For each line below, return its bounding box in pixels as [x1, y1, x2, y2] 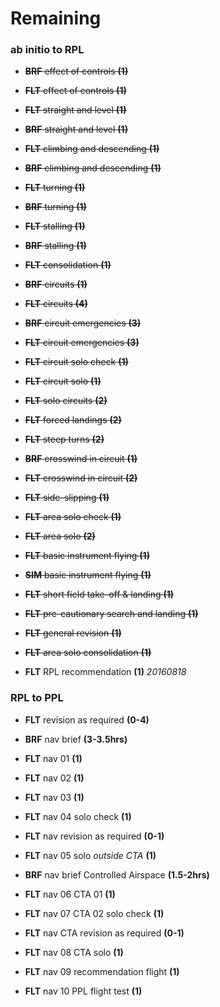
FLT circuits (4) [24, 298, 88, 310]
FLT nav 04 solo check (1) [24, 810, 132, 822]
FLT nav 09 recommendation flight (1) [24, 965, 180, 977]
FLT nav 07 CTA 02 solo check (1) [24, 907, 165, 919]
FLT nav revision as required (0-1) [24, 830, 165, 842]
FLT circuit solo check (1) [24, 356, 129, 368]
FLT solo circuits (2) [24, 395, 108, 407]
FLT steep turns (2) [24, 433, 105, 446]
